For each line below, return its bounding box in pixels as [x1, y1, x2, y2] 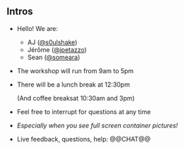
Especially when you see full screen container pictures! [16, 121, 178, 130]
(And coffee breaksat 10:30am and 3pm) [16, 94, 135, 102]
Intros [6, 6, 33, 18]
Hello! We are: [16, 24, 58, 32]
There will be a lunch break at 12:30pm [16, 80, 130, 89]
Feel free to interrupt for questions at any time [16, 107, 151, 115]
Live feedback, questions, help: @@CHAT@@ [16, 135, 151, 143]
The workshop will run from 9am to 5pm [16, 66, 134, 75]
